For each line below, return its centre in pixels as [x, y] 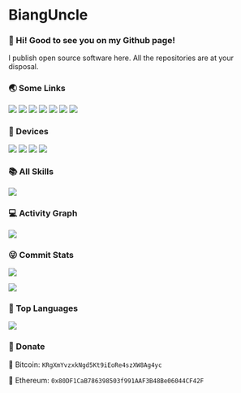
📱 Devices [28, 131]
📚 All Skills [31, 171]
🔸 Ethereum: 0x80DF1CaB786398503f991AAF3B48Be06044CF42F [106, 380]
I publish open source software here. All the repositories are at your [121, 58]
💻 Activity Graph [43, 213]
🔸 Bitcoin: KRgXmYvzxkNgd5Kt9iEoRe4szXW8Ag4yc [85, 365]
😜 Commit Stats [41, 255]
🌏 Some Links [37, 89]
